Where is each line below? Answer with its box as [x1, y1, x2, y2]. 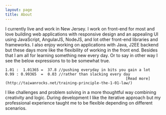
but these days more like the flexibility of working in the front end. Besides [5, 47, 158, 53]
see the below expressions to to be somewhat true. [5, 57, 111, 63]
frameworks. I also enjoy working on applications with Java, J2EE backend [5, 41, 159, 47]
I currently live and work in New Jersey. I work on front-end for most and [5, 25, 155, 31]
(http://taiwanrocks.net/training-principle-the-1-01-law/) [5, 80, 133, 85]
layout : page [5, 7, 32, 12]
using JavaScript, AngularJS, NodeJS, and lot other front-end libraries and [5, 36, 158, 42]
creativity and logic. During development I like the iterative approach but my [5, 94, 161, 100]
